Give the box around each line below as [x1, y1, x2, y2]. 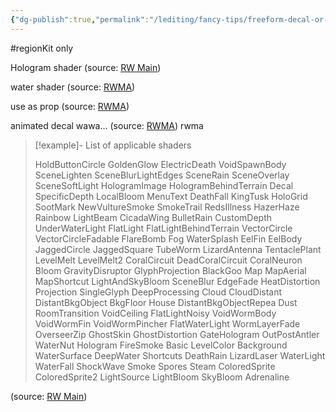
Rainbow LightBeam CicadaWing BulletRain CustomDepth [34, 211, 273, 223]
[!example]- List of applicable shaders [34, 139, 192, 151]
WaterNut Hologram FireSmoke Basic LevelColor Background [34, 339, 288, 351]
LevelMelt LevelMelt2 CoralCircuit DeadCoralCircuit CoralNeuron [34, 254, 303, 266]
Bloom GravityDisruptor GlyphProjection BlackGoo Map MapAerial [34, 264, 307, 276]
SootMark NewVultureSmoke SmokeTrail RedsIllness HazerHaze [34, 201, 300, 213]
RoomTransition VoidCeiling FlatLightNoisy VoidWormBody [34, 307, 277, 319]
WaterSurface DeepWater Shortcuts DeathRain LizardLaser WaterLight [34, 349, 326, 361]
